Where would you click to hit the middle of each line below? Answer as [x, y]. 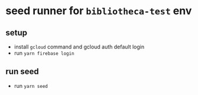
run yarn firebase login [44, 53]
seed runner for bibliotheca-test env [99, 11]
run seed [22, 72]
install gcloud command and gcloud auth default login [79, 47]
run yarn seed [31, 86]
